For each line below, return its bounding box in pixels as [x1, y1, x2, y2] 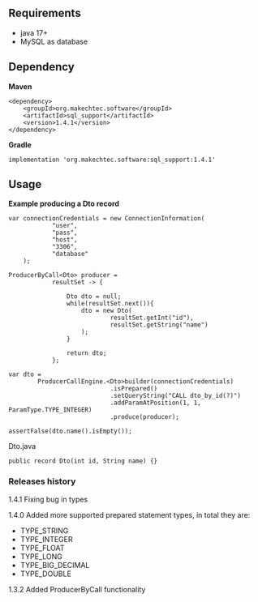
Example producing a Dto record [8, 199, 120, 209]
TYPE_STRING [19, 526, 69, 536]
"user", [51, 222, 79, 230]
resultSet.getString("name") [110, 321, 209, 329]
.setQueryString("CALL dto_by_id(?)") [110, 392, 242, 400]
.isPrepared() [110, 385, 158, 393]
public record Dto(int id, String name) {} [8, 457, 158, 465]
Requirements [8, 6, 81, 20]
